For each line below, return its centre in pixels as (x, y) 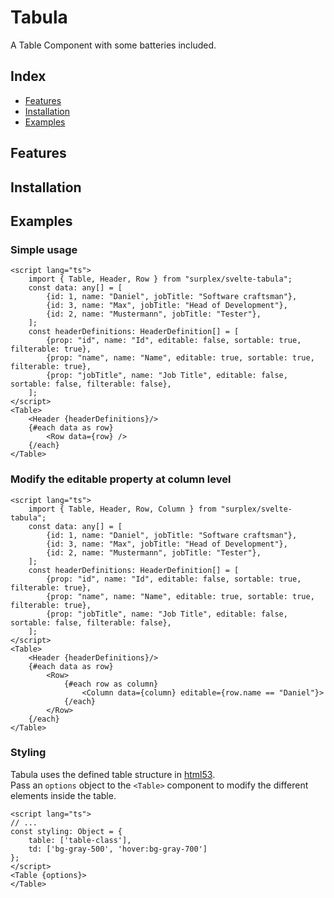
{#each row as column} (111, 684)
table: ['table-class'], (80, 840)
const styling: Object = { (66, 831)
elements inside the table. (63, 795)
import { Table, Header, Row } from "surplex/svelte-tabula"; (160, 279)
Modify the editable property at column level (121, 479)
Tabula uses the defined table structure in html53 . (113, 774)
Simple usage (44, 249)
